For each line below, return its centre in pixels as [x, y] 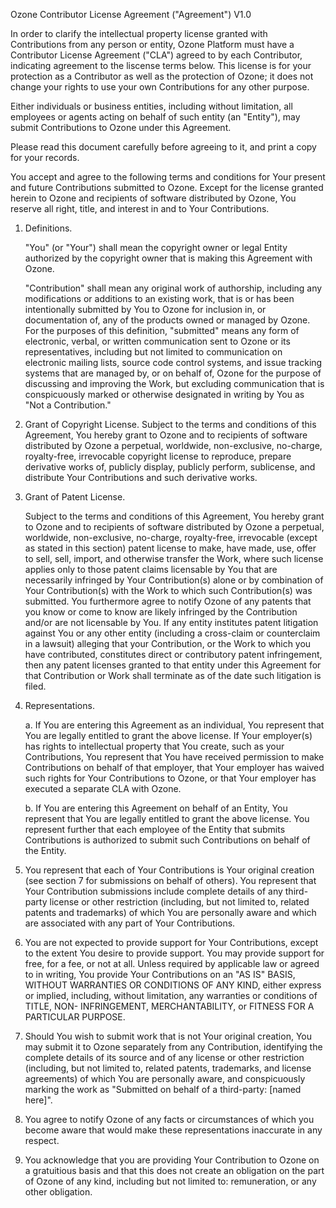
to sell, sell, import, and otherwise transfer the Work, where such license [174, 558]
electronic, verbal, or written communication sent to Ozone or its [157, 341]
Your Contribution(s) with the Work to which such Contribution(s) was [168, 590]
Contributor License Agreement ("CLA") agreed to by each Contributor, [156, 55]
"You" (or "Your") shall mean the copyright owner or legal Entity [156, 247]
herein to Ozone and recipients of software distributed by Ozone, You [153, 198]
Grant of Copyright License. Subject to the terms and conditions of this [170, 424]
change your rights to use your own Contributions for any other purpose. [160, 87]
